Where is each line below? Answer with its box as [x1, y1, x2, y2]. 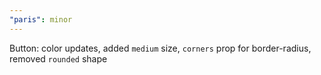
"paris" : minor [9, 14, 73, 25]
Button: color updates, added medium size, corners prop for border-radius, [9, 42, 312, 54]
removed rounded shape [9, 52, 108, 65]
